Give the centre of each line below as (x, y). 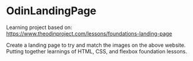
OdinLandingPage (51, 11)
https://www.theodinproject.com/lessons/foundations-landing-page (89, 33)
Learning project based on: (39, 27)
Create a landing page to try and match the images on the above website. (96, 45)
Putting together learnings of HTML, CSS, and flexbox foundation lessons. (96, 51)
